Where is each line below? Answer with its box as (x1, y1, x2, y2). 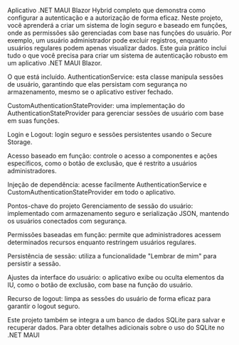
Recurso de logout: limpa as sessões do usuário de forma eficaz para (7, 295, 211, 302)
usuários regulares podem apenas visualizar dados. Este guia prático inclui (7, 44, 227, 52)
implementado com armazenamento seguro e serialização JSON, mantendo (7, 209, 230, 217)
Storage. (7, 138, 33, 146)
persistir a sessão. (7, 259, 61, 268)
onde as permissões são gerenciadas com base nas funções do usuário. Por (7, 28, 233, 37)
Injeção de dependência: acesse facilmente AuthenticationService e (7, 180, 208, 189)
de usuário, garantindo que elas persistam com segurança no (7, 80, 188, 88)
